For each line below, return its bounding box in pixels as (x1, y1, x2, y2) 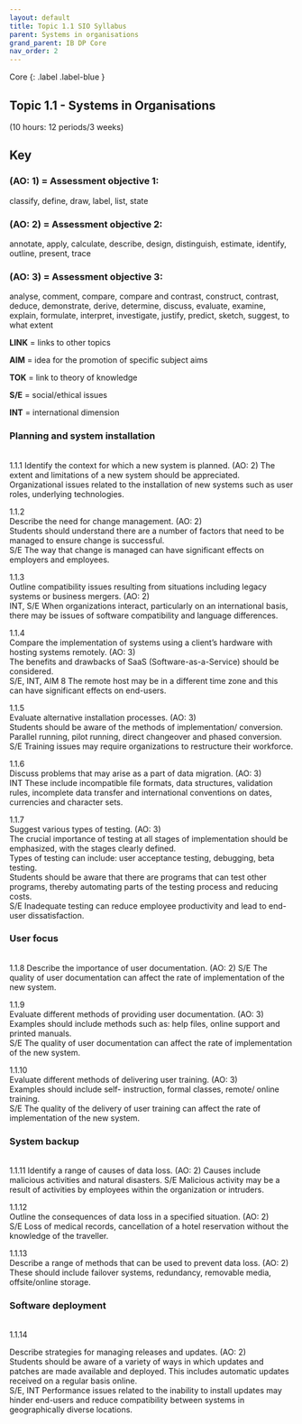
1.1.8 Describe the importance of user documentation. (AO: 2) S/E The (9, 962, 268, 973)
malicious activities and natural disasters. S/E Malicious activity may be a (9, 1175, 280, 1186)
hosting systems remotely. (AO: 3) (9, 646, 136, 657)
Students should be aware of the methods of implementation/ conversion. (9, 721, 283, 732)
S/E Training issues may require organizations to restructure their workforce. (9, 741, 294, 752)
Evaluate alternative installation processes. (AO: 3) (9, 712, 197, 723)
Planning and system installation (9, 430, 156, 442)
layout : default (9, 13, 70, 23)
